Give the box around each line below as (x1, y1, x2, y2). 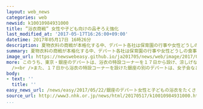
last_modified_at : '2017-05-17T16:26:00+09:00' (6, 31, 129, 37)
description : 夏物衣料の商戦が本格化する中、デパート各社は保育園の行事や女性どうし (6, 43, 195, 49)
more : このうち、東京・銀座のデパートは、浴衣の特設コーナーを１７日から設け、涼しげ (6, 59, 193, 65)
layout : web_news (6, 8, 50, 15)
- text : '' (6, 76, 34, 82)
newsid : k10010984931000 (6, 20, 69, 26)
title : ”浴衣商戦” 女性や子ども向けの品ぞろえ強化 (6, 25, 119, 32)
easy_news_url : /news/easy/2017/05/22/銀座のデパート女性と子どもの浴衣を (6, 87, 183, 93)
